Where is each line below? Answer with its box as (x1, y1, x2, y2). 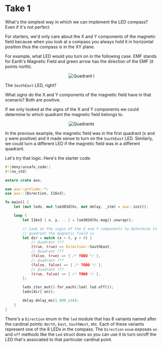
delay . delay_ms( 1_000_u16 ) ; (22, 298, 79, 303)
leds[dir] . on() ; (22, 289, 55, 294)
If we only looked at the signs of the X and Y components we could (5, 106, 139, 112)
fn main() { (5, 200, 29, 205)
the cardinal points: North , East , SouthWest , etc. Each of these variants (5, 321, 145, 327)
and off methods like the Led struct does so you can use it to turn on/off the (5, 331, 157, 337)
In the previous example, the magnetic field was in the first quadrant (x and (5, 130, 155, 136)
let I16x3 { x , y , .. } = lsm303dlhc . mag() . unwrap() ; (22, 217, 133, 222)
